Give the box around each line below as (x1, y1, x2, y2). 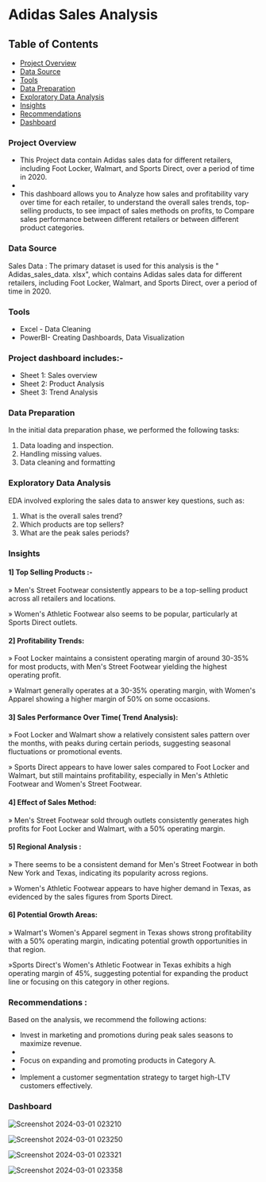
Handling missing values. (19, 449, 102, 459)
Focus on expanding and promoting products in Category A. (19, 1056, 217, 1065)
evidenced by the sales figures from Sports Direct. (8, 892, 173, 901)
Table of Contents (8, 37, 99, 51)
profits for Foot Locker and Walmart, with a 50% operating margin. (8, 823, 226, 833)
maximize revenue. (19, 1039, 82, 1048)
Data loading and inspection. (19, 441, 114, 450)
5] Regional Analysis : (8, 842, 82, 852)
